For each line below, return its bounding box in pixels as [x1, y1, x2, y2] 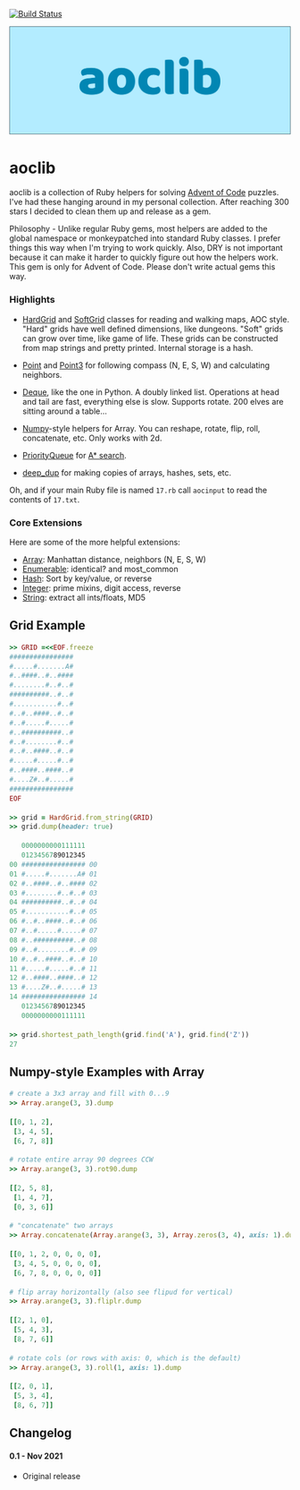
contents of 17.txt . [9, 493, 80, 505]
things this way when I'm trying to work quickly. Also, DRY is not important [9, 243, 283, 253]
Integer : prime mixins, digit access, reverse [21, 582, 181, 593]
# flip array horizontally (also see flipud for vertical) [9, 1288, 234, 1297]
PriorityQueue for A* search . [21, 450, 127, 460]
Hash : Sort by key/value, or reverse [21, 573, 153, 584]
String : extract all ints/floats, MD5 [21, 592, 146, 603]
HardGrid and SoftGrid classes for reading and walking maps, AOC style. [21, 313, 290, 324]
